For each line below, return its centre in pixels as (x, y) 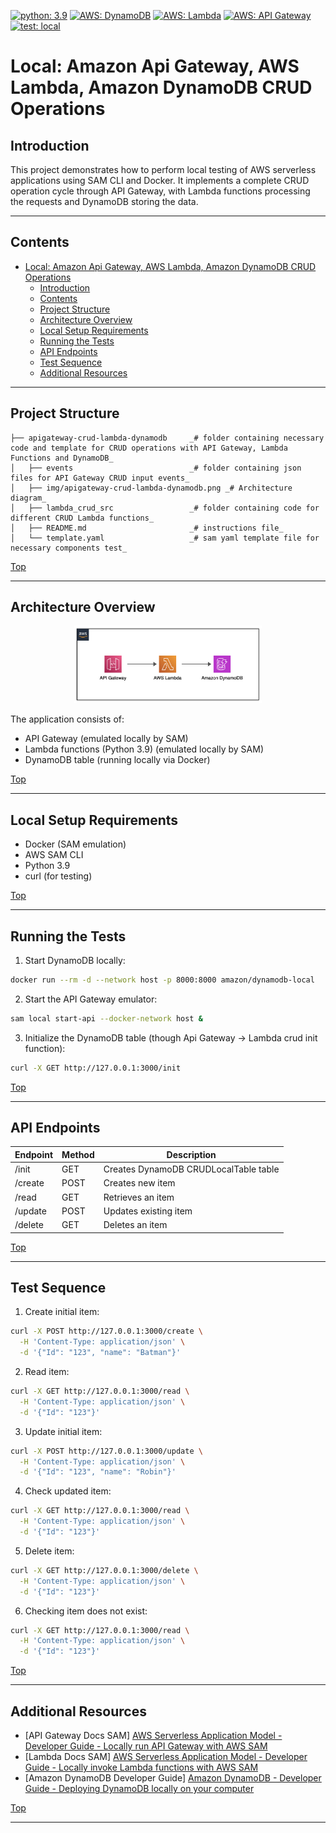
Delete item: (49, 1551)
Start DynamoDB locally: (75, 960)
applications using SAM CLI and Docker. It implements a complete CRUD (160, 180)
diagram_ (28, 498)
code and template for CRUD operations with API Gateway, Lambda (149, 448)
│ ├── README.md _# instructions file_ (147, 528)
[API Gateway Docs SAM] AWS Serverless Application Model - (153, 1736)
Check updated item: (68, 1491)
